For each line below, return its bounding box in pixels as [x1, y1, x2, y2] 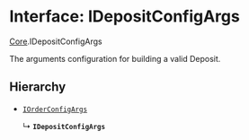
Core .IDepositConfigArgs [9, 36, 102, 47]
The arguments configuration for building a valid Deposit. [9, 53, 221, 64]
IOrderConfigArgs [22, 105, 88, 114]
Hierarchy [9, 79, 67, 95]
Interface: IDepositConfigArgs [9, 6, 240, 27]
